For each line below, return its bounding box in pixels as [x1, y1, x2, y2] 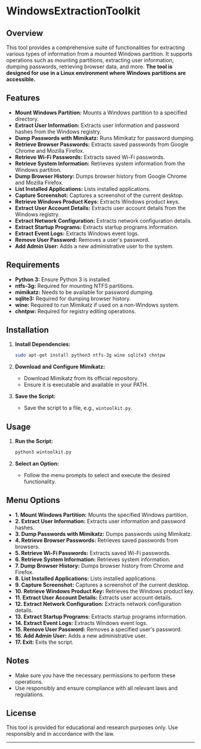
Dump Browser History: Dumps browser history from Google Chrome [14, 172, 187, 180]
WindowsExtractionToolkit [6, 4, 141, 18]
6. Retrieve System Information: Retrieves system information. [14, 556, 170, 563]
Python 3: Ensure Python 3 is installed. [14, 275, 112, 283]
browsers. [14, 543, 40, 550]
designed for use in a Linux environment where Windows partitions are [6, 69, 187, 76]
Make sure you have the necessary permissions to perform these [14, 672, 176, 679]
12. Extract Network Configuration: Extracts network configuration [14, 600, 181, 607]
